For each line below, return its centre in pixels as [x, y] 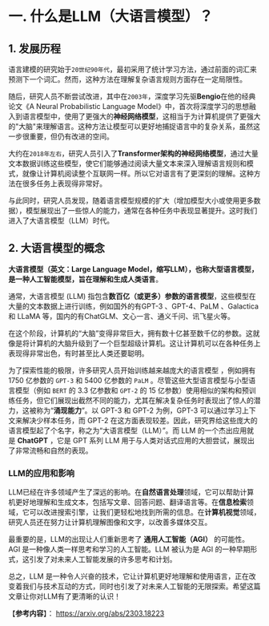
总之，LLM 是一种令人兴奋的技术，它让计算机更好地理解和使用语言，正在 [129, 576]
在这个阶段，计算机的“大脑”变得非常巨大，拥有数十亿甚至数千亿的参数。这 [131, 333]
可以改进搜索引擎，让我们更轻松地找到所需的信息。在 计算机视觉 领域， [145, 512]
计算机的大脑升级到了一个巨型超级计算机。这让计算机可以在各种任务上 [145, 343]
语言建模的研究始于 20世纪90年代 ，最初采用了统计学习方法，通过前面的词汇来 [133, 69]
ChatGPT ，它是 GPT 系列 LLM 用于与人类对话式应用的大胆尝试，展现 [132, 440]
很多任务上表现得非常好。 [64, 184]
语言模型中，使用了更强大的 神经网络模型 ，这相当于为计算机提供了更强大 [141, 116]
